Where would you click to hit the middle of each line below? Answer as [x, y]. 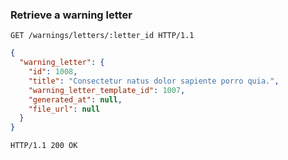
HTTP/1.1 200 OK [44, 146]
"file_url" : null [64, 109]
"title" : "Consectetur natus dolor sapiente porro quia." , [154, 81]
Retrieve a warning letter [71, 15]
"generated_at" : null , [75, 99]
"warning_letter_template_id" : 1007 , [107, 90]
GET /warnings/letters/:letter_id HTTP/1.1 [102, 36]
